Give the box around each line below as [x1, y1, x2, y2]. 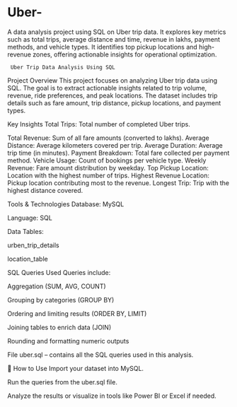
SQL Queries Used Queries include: [7, 268, 111, 276]
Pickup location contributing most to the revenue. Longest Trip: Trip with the [7, 178, 230, 187]
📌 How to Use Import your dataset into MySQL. [7, 364, 144, 372]
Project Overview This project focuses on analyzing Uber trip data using [7, 76, 218, 85]
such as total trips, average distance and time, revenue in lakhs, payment [7, 35, 221, 43]
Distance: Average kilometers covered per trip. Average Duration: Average [7, 141, 223, 149]
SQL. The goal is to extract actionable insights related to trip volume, [7, 83, 207, 92]
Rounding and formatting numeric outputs [7, 336, 129, 345]
